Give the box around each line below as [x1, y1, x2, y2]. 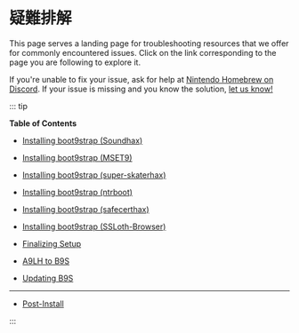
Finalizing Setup [21, 238, 82, 249]
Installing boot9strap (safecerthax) [21, 203, 149, 214]
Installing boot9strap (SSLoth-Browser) [21, 221, 166, 232]
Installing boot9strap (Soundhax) [21, 135, 143, 146]
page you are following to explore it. [9, 57, 141, 67]
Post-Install [21, 298, 64, 309]
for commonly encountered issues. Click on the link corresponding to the [9, 47, 278, 58]
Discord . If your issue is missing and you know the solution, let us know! [9, 83, 273, 94]
